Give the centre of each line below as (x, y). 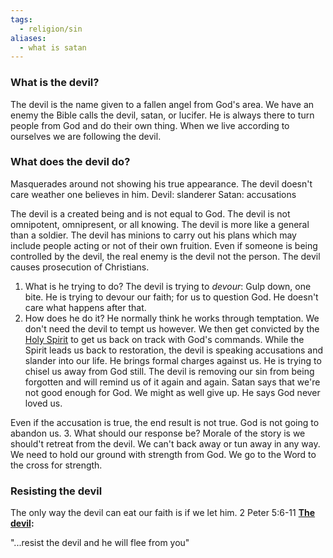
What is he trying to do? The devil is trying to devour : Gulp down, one (168, 286)
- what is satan (53, 47)
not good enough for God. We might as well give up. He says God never (172, 392)
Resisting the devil (56, 491)
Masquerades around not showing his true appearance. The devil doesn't (161, 183)
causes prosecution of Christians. (80, 267)
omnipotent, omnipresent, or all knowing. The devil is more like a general (160, 224)
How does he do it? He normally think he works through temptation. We (172, 318)
